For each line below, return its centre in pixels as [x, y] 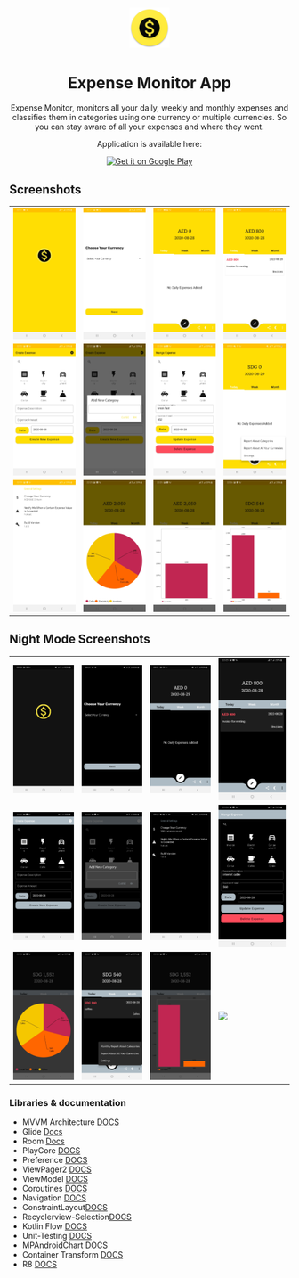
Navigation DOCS [54, 1198]
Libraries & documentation [68, 1102]
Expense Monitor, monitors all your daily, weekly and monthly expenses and [149, 108]
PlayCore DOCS [51, 1151]
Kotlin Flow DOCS [54, 1226]
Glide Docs [42, 1132]
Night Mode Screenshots [80, 639]
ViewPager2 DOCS [57, 1169]
